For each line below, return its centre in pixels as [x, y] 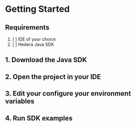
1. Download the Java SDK [46, 60]
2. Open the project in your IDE [53, 77]
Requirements [27, 27]
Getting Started [38, 9]
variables [20, 102]
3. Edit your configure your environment [68, 94]
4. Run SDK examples [39, 118]
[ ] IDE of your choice [34, 39]
